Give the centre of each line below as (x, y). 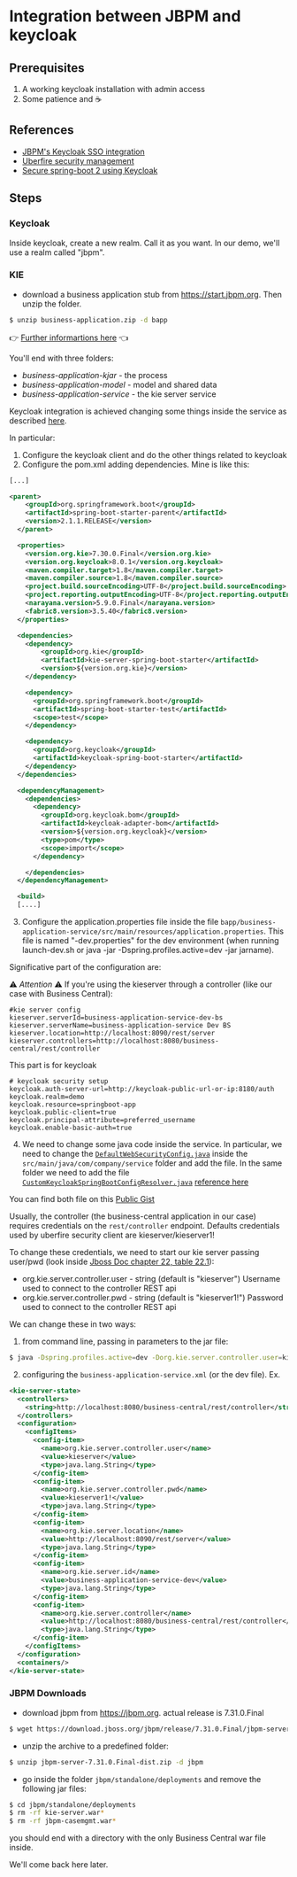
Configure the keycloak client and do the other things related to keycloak (154, 454)
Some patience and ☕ (62, 99)
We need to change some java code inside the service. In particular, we (152, 1144)
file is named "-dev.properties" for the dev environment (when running (151, 941)
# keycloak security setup (59, 1082)
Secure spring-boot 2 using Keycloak (90, 170)
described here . (38, 420)
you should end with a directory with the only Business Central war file (138, 1838)
